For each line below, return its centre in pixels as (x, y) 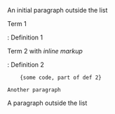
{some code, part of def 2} (61, 77)
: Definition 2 (26, 65)
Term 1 (17, 24)
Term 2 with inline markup (45, 51)
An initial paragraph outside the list (57, 10)
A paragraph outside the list (47, 103)
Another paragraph (34, 90)
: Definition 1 (25, 37)
